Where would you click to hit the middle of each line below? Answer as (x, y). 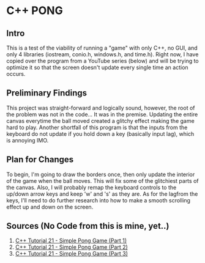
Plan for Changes (40, 160)
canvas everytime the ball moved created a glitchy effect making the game (100, 120)
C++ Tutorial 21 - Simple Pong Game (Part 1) (71, 241)
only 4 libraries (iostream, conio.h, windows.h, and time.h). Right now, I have (102, 54)
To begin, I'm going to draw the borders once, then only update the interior (101, 174)
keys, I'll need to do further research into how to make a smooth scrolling (99, 200)
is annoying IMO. (28, 140)
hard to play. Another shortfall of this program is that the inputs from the (97, 127)
